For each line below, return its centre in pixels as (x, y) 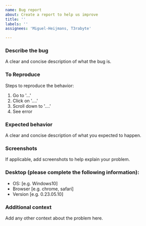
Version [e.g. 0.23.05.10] (38, 194)
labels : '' (17, 24)
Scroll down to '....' (32, 106)
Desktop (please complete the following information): (72, 173)
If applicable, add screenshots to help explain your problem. (68, 160)
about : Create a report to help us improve (52, 15)
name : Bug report (23, 10)
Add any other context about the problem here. (54, 218)
